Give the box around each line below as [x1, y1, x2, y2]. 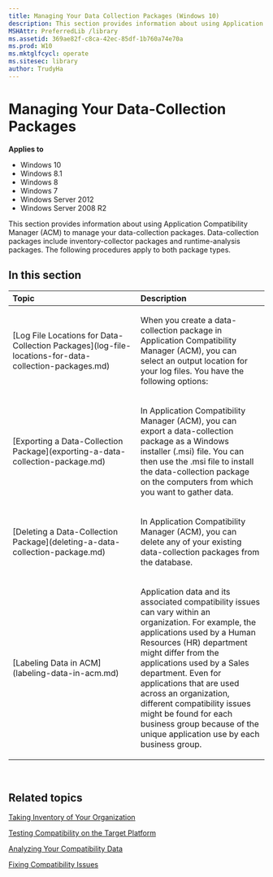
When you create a [141, 314, 213, 325]
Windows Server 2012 [19, 194, 94, 204]
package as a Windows [141, 435, 230, 447]
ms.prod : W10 [8, 42, 53, 50]
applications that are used [141, 677, 240, 688]
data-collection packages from [141, 546, 260, 557]
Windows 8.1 [19, 168, 63, 178]
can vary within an [141, 606, 211, 617]
